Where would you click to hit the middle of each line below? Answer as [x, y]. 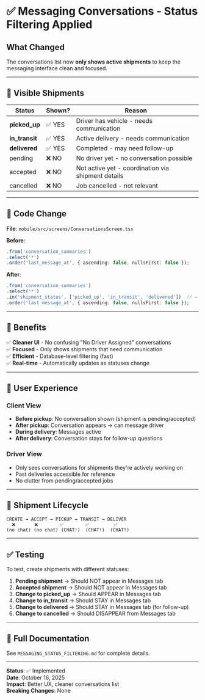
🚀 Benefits [27, 328]
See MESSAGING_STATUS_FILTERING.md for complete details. [78, 653]
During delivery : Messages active [58, 432]
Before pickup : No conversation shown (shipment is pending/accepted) [106, 419]
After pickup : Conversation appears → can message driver [89, 425]
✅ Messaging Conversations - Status [102, 11]
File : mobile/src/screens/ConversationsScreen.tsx [70, 228]
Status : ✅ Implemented [36, 671]
